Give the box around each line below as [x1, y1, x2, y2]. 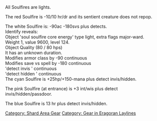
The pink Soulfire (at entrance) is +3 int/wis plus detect [5, 86, 118, 91]
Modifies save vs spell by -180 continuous [5, 60, 91, 66]
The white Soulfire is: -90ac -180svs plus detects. [5, 23, 107, 29]
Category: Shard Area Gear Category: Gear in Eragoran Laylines [5, 110, 136, 116]
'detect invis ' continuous [5, 65, 57, 71]
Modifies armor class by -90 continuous [5, 55, 87, 61]
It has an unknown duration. [5, 50, 62, 56]
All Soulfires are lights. [5, 4, 51, 10]
